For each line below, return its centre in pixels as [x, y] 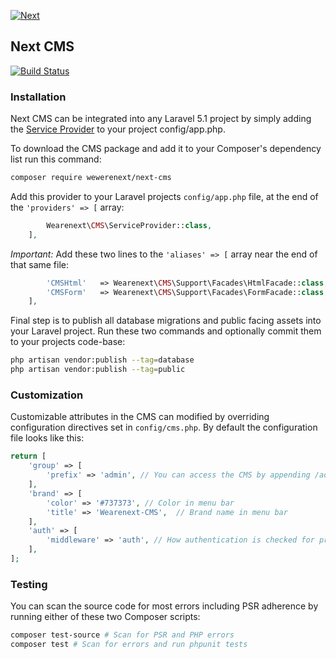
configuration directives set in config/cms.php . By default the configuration [164, 427]
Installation [38, 97]
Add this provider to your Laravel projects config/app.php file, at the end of [164, 196]
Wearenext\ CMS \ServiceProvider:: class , [129, 225]
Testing [29, 584]
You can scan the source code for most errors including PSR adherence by [164, 606]
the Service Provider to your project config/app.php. [118, 129]
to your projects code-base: [68, 342]
